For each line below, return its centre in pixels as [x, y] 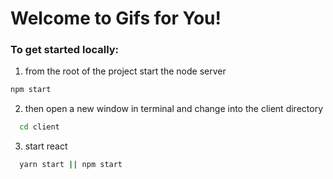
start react [46, 146]
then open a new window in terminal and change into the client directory [173, 109]
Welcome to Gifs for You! [116, 18]
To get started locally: [65, 50]
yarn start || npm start [71, 165]
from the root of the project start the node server [125, 71]
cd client [39, 127]
